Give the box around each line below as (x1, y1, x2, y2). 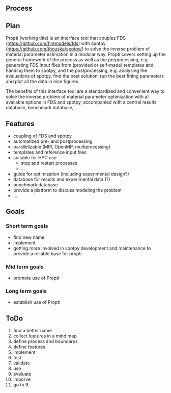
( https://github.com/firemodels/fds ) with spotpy (6, 40, 106, 46)
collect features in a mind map (13, 333, 77, 339)
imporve (13, 376, 31, 382)
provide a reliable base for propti (13, 250, 82, 257)
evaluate (13, 371, 32, 377)
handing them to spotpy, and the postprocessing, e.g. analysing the (6, 67, 147, 73)
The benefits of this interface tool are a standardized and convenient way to (6, 88, 165, 94)
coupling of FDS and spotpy (13, 133, 72, 139)
